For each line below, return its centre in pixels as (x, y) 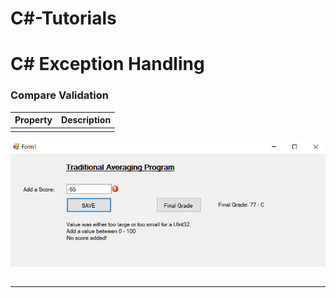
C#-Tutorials (63, 18)
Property (33, 120)
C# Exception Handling (107, 64)
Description (86, 120)
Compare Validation (59, 95)
